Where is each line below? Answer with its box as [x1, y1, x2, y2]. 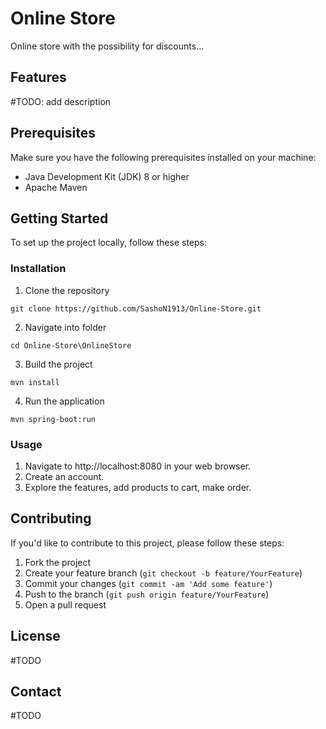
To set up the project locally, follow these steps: [10, 237, 208, 249]
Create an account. [24, 470, 105, 482]
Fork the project [24, 556, 92, 568]
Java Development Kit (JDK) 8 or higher [24, 170, 190, 182]
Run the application [24, 395, 105, 407]
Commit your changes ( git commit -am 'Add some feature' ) [24, 577, 273, 589]
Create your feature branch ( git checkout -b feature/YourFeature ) [24, 567, 303, 579]
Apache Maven [24, 181, 88, 193]
